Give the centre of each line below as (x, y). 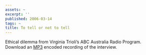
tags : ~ (13, 23)
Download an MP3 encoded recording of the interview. (61, 47)
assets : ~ (15, 10)
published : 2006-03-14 (29, 19)
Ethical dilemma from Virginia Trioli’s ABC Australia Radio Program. (73, 42)
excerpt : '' (17, 14)
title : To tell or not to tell (37, 28)
